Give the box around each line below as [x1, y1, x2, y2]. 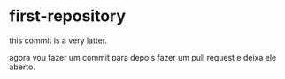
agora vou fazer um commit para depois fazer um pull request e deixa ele [9, 52, 277, 62]
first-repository [9, 6, 127, 26]
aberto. [9, 61, 35, 72]
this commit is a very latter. [9, 35, 108, 46]
